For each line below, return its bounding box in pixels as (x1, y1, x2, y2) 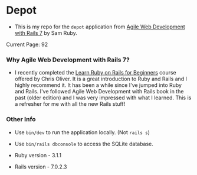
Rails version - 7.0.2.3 (14, 163, 67, 170)
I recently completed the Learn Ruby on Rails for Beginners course (14, 69, 176, 76)
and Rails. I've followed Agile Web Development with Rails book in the (14, 88, 184, 95)
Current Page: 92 (6, 41, 48, 48)
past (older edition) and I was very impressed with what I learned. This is (14, 94, 192, 101)
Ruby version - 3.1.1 (14, 151, 62, 158)
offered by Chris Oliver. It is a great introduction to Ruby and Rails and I (14, 75, 188, 83)
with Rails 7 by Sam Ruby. (14, 29, 78, 36)
